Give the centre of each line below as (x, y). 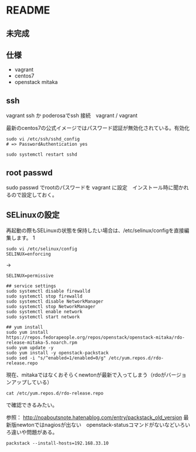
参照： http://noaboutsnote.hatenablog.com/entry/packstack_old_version (94, 417)
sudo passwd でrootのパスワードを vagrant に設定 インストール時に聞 (92, 188)
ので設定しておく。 (34, 195)
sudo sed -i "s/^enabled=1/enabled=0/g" (56, 358)
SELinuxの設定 (33, 215)
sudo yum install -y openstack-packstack (58, 353)
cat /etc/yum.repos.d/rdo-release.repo (55, 393)
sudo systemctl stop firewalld (44, 296)
